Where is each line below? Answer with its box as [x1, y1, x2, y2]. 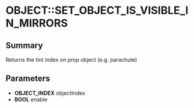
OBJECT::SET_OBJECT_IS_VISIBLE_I [5, 4, 189, 17]
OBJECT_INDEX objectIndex [14, 89, 85, 97]
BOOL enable [14, 95, 47, 103]
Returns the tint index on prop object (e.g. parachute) [5, 56, 138, 63]
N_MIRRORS [5, 16, 68, 30]
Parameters [5, 73, 50, 84]
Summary [5, 40, 43, 50]
